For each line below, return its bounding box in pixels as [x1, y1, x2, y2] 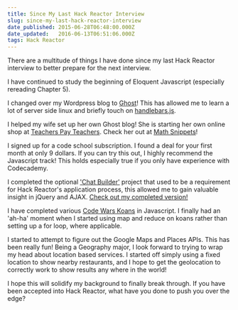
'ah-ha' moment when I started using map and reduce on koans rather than [7, 214, 227, 223]
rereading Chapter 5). [7, 85, 71, 94]
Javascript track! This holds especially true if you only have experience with [7, 157, 229, 165]
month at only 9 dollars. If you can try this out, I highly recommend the [7, 149, 213, 157]
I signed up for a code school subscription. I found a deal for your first [7, 141, 212, 150]
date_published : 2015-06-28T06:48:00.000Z [7, 23, 135, 31]
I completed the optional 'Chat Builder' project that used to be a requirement [7, 178, 231, 187]
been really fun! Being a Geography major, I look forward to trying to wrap [7, 243, 224, 252]
